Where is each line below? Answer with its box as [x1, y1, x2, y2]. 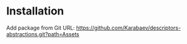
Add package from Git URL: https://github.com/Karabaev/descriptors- [6, 24, 181, 31]
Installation [6, 4, 64, 18]
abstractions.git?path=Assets [6, 30, 80, 37]
